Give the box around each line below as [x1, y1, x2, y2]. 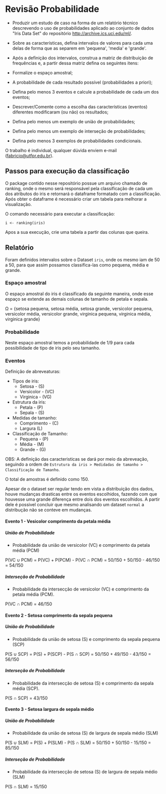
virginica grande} [5, 316, 41, 322]
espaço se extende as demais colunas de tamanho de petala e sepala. [5, 296, 149, 302]
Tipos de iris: [12, 378, 39, 384]
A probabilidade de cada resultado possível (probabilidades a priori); [12, 79, 153, 85]
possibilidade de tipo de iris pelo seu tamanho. [5, 345, 101, 351]
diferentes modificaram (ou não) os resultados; [12, 109, 109, 115]
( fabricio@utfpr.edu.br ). [5, 153, 54, 159]
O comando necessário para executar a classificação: [5, 211, 115, 216]
